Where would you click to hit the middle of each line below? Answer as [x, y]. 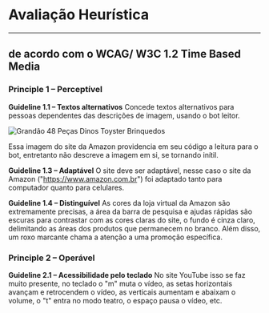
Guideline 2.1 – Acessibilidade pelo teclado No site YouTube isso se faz [127, 275]
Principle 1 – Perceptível [55, 90]
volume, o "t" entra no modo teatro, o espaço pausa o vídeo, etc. [115, 300]
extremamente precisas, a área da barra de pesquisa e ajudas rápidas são [130, 211]
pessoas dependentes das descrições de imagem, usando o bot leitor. [124, 115]
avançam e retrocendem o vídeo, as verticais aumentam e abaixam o [122, 292]
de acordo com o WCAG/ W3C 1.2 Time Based [125, 54]
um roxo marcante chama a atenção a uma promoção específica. [115, 237]
